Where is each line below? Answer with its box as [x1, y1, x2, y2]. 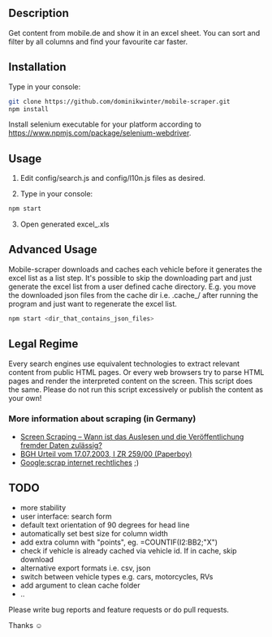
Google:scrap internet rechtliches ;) [19, 458, 140, 467]
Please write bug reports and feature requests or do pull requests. [8, 605, 230, 614]
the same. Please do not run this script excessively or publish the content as [8, 385, 264, 394]
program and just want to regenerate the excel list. [8, 299, 177, 308]
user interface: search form [19, 511, 112, 521]
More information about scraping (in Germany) [8, 413, 196, 424]
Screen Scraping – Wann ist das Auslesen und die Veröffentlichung [19, 432, 244, 441]
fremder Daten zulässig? [19, 440, 103, 450]
